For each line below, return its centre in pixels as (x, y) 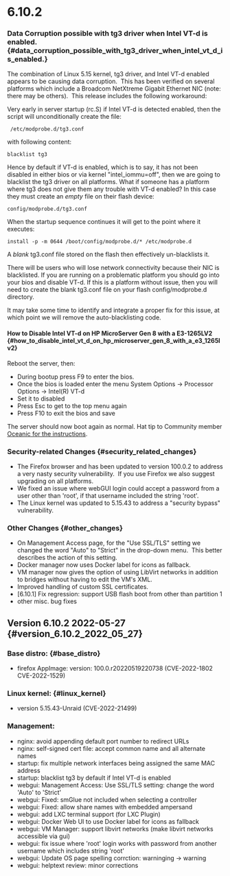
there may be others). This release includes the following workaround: (107, 96)
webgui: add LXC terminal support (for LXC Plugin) (89, 814)
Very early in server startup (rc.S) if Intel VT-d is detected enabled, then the (114, 109)
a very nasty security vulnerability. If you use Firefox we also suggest (116, 473)
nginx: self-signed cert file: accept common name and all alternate (111, 748)
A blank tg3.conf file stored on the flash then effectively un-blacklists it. (108, 254)
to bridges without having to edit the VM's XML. (84, 580)
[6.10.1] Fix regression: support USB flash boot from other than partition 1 (119, 594)
